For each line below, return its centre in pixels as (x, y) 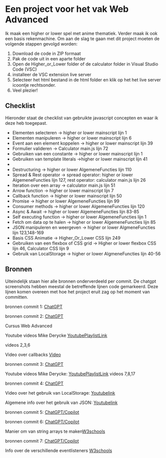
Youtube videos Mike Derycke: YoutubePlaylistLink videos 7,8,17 (70, 374)
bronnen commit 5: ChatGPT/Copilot (42, 412)
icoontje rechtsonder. (34, 85)
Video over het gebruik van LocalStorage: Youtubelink (60, 393)
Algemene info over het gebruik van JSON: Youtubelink (61, 403)
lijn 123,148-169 (28, 232)
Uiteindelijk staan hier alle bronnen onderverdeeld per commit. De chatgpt (81, 281)
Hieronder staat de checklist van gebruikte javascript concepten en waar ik (82, 118)
